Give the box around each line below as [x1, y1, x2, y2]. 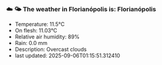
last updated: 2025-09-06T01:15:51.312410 [14, 52, 121, 59]
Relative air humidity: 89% [14, 33, 80, 40]
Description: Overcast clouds [14, 46, 87, 53]
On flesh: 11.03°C [14, 27, 57, 34]
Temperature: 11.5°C [14, 21, 65, 28]
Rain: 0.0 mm [14, 40, 48, 47]
